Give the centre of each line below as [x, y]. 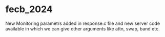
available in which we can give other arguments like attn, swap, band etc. [82, 28]
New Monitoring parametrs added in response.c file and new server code [83, 23]
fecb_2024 [29, 9]
